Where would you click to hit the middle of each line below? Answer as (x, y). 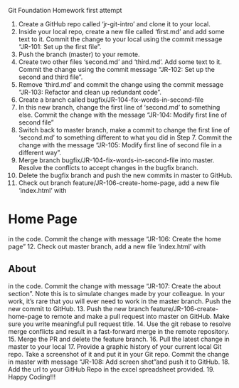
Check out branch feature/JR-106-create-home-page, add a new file (119, 183)
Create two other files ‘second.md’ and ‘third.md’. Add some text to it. (120, 62)
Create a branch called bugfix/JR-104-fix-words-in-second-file (111, 100)
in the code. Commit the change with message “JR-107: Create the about (115, 286)
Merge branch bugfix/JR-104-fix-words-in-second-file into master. (116, 160)
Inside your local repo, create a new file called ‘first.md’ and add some (121, 32)
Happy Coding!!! (32, 377)
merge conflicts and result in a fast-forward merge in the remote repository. (119, 331)
